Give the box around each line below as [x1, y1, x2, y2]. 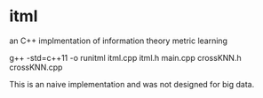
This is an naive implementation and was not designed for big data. [9, 79, 255, 89]
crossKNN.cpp [9, 62, 63, 72]
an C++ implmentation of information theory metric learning [9, 35, 228, 46]
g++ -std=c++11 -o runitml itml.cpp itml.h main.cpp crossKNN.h [9, 52, 242, 63]
